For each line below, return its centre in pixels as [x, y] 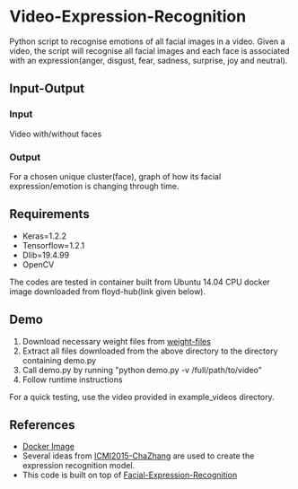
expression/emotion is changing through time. [94, 186]
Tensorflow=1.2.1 [53, 245]
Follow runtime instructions [72, 380]
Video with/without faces [56, 134]
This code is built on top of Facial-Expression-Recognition [130, 475]
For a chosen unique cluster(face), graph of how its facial [115, 176]
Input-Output [47, 88]
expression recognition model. [79, 466]
